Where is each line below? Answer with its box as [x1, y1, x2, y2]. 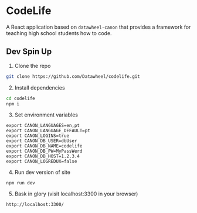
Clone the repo [14, 62, 51, 69]
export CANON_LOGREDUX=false [6, 159, 77, 164]
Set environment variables [14, 111, 78, 118]
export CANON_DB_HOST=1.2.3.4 [6, 153, 80, 159]
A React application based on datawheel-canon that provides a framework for [6, 23, 191, 30]
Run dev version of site [14, 169, 70, 176]
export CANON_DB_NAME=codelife [6, 143, 83, 149]
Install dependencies [14, 84, 66, 91]
